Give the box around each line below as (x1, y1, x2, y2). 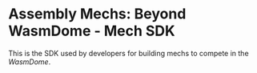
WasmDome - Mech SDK (8, 22, 175, 40)
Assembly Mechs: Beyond (8, 5, 187, 23)
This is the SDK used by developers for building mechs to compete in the (8, 48, 250, 58)
